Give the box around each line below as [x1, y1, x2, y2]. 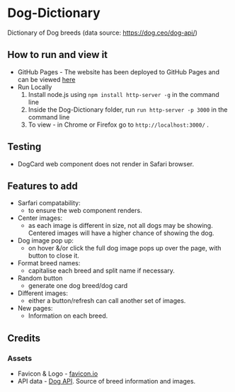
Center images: [17, 214, 62, 222]
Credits [7, 332, 41, 344]
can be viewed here [17, 75, 76, 83]
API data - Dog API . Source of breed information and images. [17, 377, 196, 386]
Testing [7, 141, 42, 153]
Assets [7, 353, 33, 363]
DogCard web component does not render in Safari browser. [17, 159, 195, 168]
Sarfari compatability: [17, 199, 81, 207]
